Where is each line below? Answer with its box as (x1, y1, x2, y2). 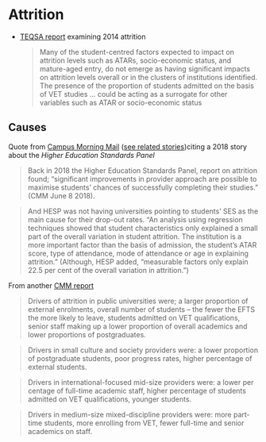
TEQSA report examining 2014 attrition (19, 32, 146, 41)
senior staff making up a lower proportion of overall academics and (27, 321, 248, 331)
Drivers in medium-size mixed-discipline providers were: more (27, 409, 232, 419)
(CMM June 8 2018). (27, 190, 95, 200)
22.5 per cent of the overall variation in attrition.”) (27, 265, 189, 275)
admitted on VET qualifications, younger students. (27, 394, 192, 404)
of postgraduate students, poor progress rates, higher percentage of (27, 353, 253, 363)
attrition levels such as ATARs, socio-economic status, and (39, 56, 232, 65)
